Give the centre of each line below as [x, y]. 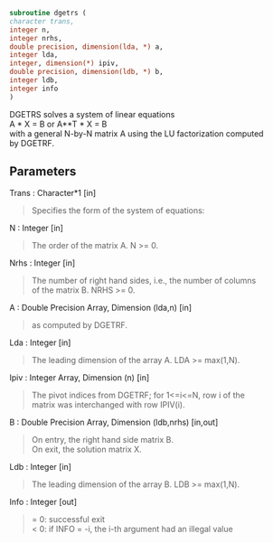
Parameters [43, 172]
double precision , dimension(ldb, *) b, [87, 72]
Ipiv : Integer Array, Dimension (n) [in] [80, 378]
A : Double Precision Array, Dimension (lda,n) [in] [101, 308]
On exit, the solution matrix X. [86, 449]
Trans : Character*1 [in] [53, 193]
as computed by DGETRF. [80, 325]
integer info [34, 89]
